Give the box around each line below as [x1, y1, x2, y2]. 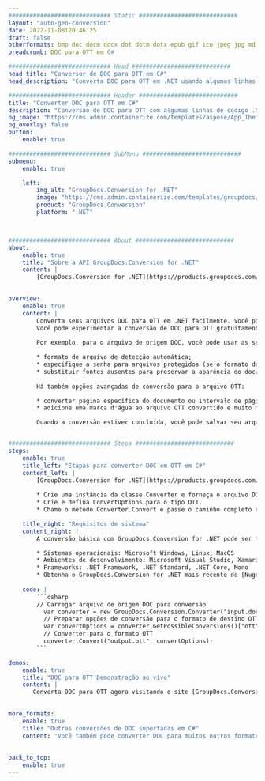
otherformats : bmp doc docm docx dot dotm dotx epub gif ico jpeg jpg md [8, 41, 256, 49]
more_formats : [8, 710, 55, 718]
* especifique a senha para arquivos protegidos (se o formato [36, 360, 248, 368]
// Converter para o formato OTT [43, 630, 154, 638]
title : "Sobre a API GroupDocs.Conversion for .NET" [22, 258, 200, 266]
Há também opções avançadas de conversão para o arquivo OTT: [36, 383, 245, 390]
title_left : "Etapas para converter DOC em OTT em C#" [22, 462, 207, 470]
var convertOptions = [43, 622, 114, 631]
